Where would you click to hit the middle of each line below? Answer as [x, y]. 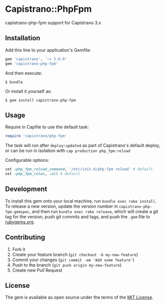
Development [26, 189]
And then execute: [24, 73]
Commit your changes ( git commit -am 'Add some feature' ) [73, 260]
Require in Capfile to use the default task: [47, 127]
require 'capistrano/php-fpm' [36, 136]
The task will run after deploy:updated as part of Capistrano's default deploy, [83, 146]
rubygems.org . [20, 222]
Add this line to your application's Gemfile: [48, 50]
